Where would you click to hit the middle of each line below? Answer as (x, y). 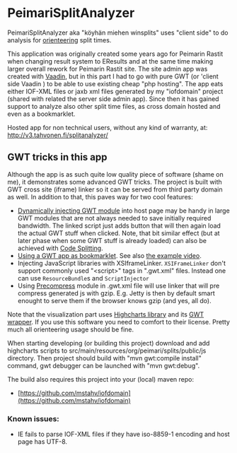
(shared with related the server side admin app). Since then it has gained (113, 99)
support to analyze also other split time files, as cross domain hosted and (114, 106)
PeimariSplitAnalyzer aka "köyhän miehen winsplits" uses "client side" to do (118, 33)
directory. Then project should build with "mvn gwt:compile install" (104, 358)
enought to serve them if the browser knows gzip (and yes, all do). (114, 300)
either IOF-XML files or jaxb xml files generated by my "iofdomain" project (115, 91)
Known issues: (34, 418)
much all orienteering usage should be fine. (71, 329)
